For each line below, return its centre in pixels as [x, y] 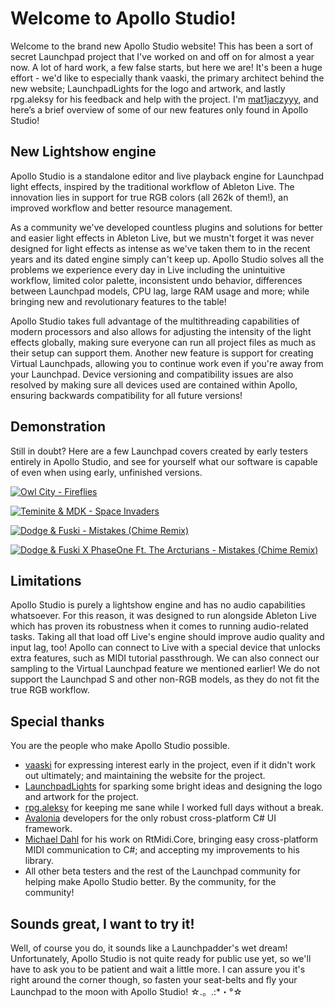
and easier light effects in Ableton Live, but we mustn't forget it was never [162, 238]
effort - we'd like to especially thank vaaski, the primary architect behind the [167, 78]
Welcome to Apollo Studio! [123, 18]
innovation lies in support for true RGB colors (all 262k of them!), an [149, 197]
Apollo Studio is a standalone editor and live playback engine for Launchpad [167, 176]
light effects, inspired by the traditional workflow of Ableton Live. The [152, 186]
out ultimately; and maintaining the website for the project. [145, 776]
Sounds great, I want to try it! [102, 923]
